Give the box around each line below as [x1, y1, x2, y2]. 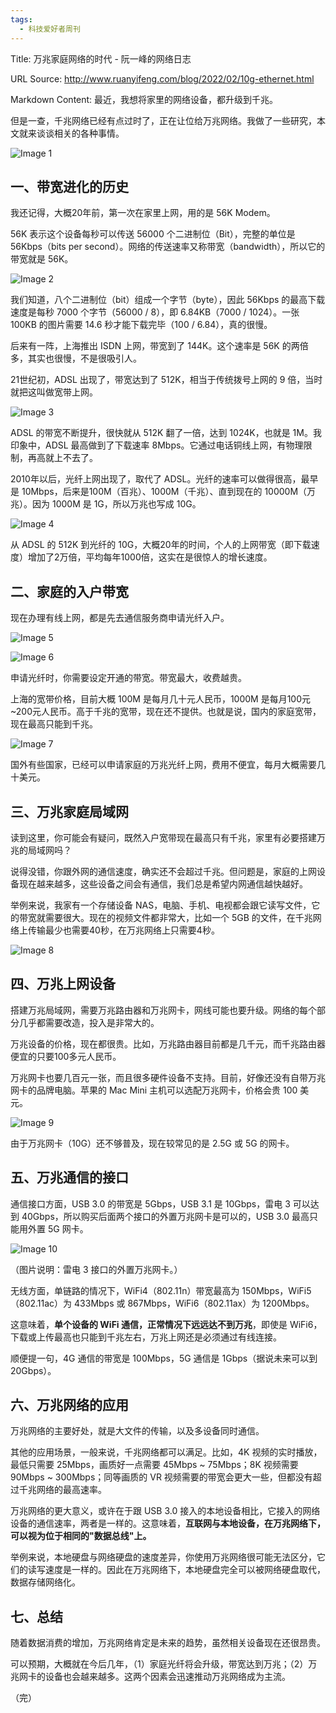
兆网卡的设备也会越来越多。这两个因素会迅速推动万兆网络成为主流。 [10, 1671, 291, 1683]
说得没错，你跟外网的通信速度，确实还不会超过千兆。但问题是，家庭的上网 [10, 865, 317, 877]
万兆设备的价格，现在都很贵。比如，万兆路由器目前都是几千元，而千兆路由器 [10, 1037, 326, 1050]
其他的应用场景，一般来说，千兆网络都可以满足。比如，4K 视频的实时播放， [10, 1446, 323, 1458]
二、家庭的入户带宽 [10, 583, 129, 600]
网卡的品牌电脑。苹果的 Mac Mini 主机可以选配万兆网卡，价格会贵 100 [10, 1084, 298, 1096]
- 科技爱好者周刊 [19, 24, 81, 34]
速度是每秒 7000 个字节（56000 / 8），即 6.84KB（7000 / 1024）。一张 [10, 306, 300, 318]
